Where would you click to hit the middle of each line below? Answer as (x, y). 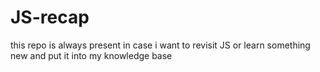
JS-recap (50, 17)
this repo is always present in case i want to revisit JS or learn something (160, 45)
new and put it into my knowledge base (91, 55)
